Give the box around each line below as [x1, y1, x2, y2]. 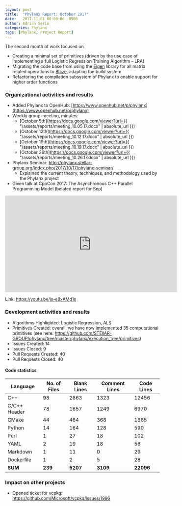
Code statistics [5, 368, 37, 373]
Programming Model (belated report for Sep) [12, 186, 103, 192]
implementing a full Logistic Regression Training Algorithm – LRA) [12, 58, 145, 64]
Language [10, 383, 35, 390]
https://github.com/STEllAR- [54, 330, 112, 336]
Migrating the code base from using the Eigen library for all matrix [12, 63, 146, 69]
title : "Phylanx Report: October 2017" [5, 12, 89, 17]
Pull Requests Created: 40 [12, 351, 65, 357]
